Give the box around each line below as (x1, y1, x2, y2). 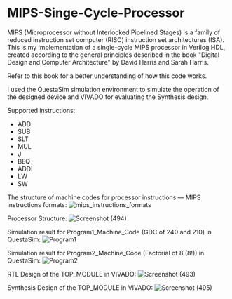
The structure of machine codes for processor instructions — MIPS (7, 193, 201, 201)
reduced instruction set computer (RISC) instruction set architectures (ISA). (7, 35, 225, 44)
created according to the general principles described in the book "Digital (7, 51, 219, 59)
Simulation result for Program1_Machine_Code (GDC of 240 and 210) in (7, 227, 212, 236)
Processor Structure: (7, 214, 68, 222)
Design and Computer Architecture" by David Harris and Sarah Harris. (7, 58, 209, 66)
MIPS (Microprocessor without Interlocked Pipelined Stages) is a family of (7, 28, 221, 36)
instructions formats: (7, 200, 67, 208)
